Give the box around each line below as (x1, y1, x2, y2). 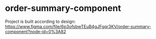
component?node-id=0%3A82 (5, 29, 66, 34)
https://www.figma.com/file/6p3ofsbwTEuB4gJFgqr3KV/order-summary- (5, 23, 152, 29)
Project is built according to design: (5, 19, 76, 24)
